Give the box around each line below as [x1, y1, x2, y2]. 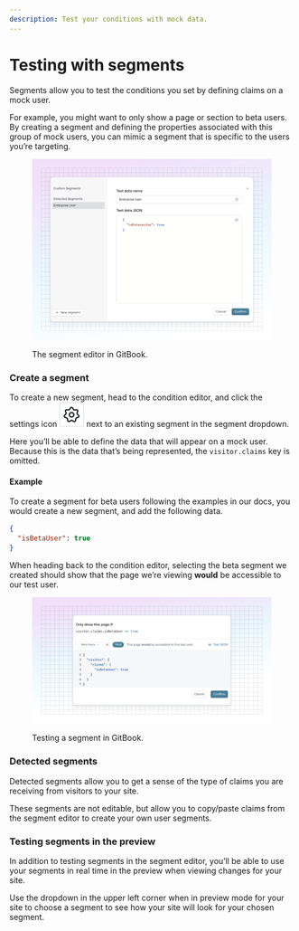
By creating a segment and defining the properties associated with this [9, 121, 273, 132]
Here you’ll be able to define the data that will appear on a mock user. [9, 435, 268, 447]
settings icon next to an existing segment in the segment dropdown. [9, 418, 289, 429]
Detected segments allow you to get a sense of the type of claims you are [9, 775, 285, 786]
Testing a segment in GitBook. [32, 733, 145, 744]
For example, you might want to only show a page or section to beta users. [9, 111, 287, 122]
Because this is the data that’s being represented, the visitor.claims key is [9, 445, 291, 456]
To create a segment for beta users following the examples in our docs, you [9, 496, 291, 507]
